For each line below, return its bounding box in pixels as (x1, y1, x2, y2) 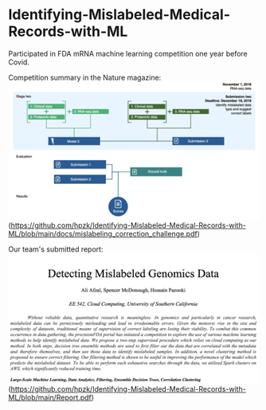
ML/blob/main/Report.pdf (8, 392, 92, 403)
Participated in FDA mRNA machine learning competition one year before (8, 49, 248, 58)
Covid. (8, 57, 30, 67)
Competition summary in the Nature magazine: (8, 72, 162, 82)
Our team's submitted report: (8, 244, 104, 254)
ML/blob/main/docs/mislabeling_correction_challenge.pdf (8, 228, 198, 238)
